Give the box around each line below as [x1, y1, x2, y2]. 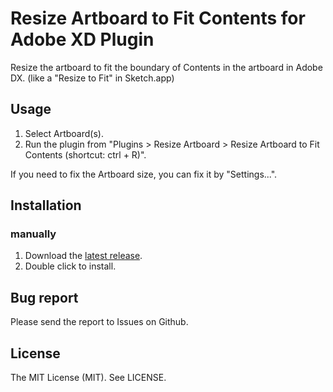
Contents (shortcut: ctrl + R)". [24, 148, 147, 161]
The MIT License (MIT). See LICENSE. [10, 372, 167, 384]
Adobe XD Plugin [10, 28, 155, 51]
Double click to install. [24, 260, 117, 272]
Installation [10, 197, 82, 214]
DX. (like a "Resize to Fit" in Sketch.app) [10, 72, 175, 84]
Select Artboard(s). [24, 127, 104, 139]
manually [10, 227, 57, 241]
